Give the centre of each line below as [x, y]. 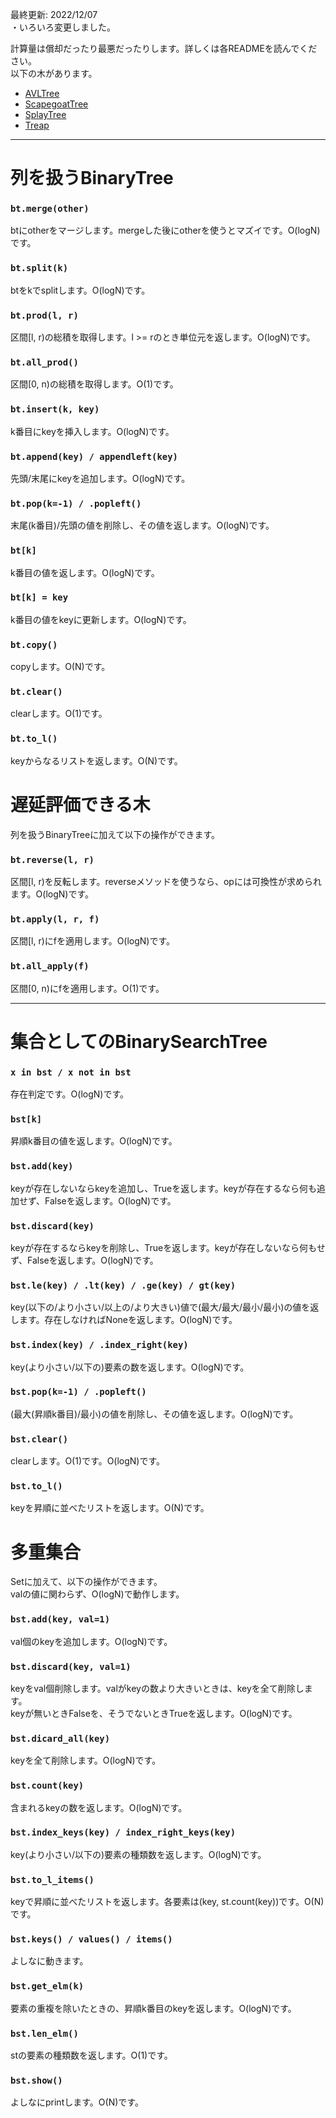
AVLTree [42, 93]
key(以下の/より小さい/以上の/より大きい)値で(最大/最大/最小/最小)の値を [160, 1307]
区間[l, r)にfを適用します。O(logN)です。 [93, 941]
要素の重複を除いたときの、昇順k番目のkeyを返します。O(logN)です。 [153, 2008]
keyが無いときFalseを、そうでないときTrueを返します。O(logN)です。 [154, 1713]
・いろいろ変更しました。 [63, 27]
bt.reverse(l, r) [52, 859]
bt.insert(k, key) [55, 409]
